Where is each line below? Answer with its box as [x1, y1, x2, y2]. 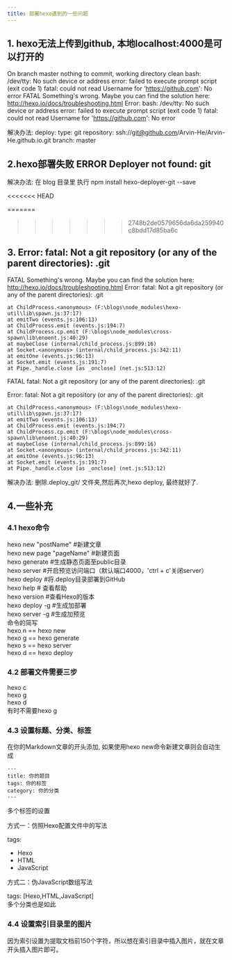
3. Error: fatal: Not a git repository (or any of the [7, 246, 217, 258]
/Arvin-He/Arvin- [176, 128, 226, 136]
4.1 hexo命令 [7, 523, 50, 533]
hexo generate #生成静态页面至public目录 [7, 558, 126, 566]
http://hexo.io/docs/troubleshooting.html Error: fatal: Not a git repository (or [7, 283, 224, 292]
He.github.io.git [7, 136, 51, 145]
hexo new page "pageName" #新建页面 [7, 549, 120, 557]
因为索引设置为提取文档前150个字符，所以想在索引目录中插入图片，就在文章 [7, 936, 224, 945]
